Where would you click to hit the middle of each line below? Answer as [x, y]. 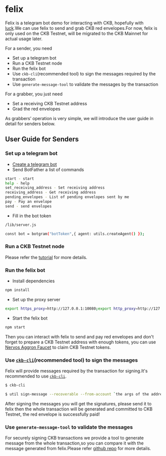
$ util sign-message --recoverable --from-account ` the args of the [77, 394]
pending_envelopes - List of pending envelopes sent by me [67, 197]
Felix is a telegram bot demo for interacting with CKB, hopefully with [74, 23]
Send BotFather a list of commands [48, 169]
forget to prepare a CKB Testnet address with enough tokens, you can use [81, 342]
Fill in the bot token [32, 216]
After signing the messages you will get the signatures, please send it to [78, 403]
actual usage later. [24, 39]
